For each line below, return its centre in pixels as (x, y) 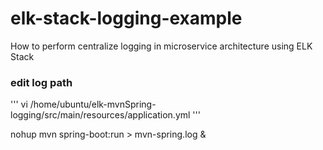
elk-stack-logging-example (126, 18)
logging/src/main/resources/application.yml (100, 115)
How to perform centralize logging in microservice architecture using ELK (161, 46)
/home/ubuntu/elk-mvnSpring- (93, 104)
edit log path (41, 82)
